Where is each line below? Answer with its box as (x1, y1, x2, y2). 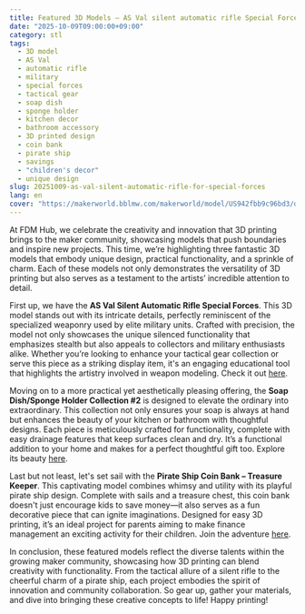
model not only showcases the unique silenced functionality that (9, 328, 251, 339)
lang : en (9, 191, 43, 200)
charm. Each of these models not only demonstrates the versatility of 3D (9, 263, 281, 274)
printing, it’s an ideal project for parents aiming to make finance (9, 518, 246, 529)
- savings (17, 156, 54, 166)
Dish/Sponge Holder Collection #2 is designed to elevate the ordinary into (9, 395, 289, 406)
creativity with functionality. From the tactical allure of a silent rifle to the (9, 565, 280, 576)
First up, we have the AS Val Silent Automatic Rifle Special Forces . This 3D (9, 299, 293, 310)
